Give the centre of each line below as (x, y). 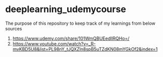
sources (14, 28)
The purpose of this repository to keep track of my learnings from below (80, 23)
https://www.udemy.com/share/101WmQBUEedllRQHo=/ (71, 38)
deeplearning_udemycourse (66, 9)
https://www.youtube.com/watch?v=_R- (54, 43)
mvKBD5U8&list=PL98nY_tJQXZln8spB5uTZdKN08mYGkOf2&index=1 (85, 49)
